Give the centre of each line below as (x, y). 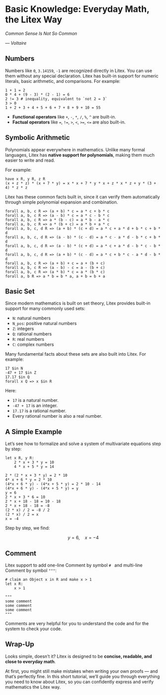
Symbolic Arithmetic (38, 138)
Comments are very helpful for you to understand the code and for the (77, 623)
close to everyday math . (30, 661)
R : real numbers (28, 339)
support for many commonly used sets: (45, 309)
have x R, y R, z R (25, 179)
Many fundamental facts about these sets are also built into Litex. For (76, 354)
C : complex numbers (33, 345)
